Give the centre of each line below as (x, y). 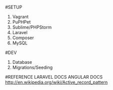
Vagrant (20, 17)
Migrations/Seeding (32, 67)
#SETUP (14, 7)
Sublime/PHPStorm (32, 27)
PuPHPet (21, 22)
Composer (23, 38)
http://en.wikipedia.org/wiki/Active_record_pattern (56, 82)
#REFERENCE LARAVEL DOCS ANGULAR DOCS (54, 77)
